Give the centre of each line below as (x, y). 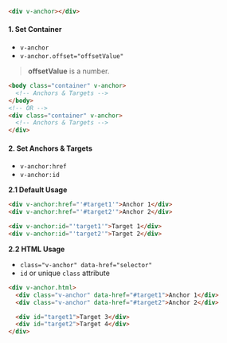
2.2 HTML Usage (37, 249)
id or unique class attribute (65, 273)
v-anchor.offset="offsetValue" (72, 57)
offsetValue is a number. (68, 71)
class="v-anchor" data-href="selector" (86, 265)
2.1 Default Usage (38, 190)
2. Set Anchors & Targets (51, 148)
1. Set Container (35, 30)
